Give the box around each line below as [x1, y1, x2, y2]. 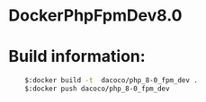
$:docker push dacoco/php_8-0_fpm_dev [24, 84, 170, 93]
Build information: [8, 47, 146, 67]
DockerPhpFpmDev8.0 [8, 5, 183, 26]
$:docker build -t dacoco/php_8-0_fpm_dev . [24, 76, 199, 85]
